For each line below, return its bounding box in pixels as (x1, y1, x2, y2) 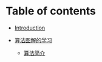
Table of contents (5, 4, 97, 18)
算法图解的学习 (14, 36, 52, 43)
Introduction (14, 24, 46, 31)
